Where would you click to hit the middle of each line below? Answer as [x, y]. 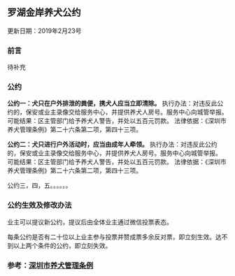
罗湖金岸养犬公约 [44, 13]
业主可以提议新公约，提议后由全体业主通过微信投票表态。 [90, 221]
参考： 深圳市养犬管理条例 [50, 266]
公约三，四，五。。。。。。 [40, 186]
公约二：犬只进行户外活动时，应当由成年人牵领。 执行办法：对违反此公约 [112, 145]
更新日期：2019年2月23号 [44, 31]
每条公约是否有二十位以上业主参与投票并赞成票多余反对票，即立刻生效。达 [114, 237]
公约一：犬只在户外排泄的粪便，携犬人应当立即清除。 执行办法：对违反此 [112, 103]
